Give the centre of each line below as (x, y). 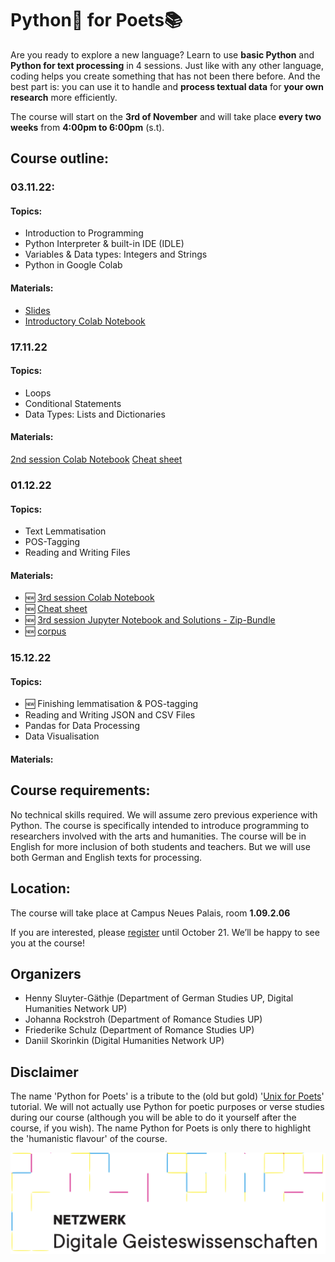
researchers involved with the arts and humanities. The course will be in (158, 836)
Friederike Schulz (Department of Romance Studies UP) (139, 1030)
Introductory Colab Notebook (85, 321)
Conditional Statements (73, 403)
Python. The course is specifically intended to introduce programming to (160, 825)
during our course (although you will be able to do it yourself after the (153, 1118)
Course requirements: (80, 790)
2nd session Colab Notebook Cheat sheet (96, 459)
